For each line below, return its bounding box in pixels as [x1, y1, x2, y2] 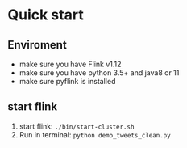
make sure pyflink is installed [19, 77, 116, 86]
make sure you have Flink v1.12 [19, 59, 122, 69]
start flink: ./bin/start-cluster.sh [19, 121, 135, 131]
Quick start [7, 6, 84, 24]
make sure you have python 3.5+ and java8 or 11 [19, 68, 180, 78]
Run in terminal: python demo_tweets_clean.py [19, 129, 171, 139]
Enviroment [7, 38, 68, 52]
